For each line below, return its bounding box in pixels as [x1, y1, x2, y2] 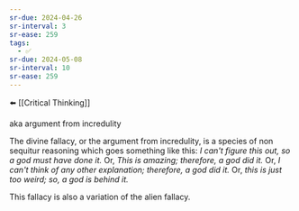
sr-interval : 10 [9, 64, 70, 73]
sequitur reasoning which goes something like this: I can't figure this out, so [9, 145, 291, 156]
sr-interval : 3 [9, 22, 67, 31]
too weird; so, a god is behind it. [9, 173, 129, 185]
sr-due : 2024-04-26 [9, 13, 83, 23]
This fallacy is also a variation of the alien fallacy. [9, 191, 191, 202]
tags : [9, 38, 30, 48]
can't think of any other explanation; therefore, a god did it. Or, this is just [9, 164, 282, 175]
